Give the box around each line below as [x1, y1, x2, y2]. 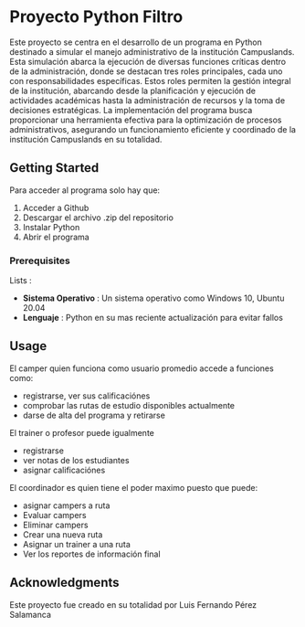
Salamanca [9, 609, 52, 620]
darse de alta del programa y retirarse [22, 409, 166, 420]
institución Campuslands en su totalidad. [9, 133, 163, 144]
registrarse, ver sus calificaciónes [22, 390, 151, 401]
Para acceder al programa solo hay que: [9, 185, 161, 196]
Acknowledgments [9, 575, 121, 590]
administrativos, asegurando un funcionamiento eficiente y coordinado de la [9, 123, 297, 134]
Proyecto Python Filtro [9, 6, 184, 27]
